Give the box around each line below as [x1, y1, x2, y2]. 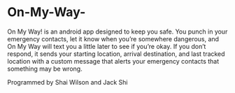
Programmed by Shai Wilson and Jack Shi [7, 78, 128, 86]
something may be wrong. [7, 64, 83, 73]
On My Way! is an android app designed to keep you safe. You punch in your [7, 27, 228, 36]
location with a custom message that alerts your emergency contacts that [7, 57, 220, 65]
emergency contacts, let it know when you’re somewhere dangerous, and [7, 34, 219, 43]
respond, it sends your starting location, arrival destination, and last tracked [7, 50, 225, 58]
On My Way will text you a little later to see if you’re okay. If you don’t [7, 42, 206, 50]
